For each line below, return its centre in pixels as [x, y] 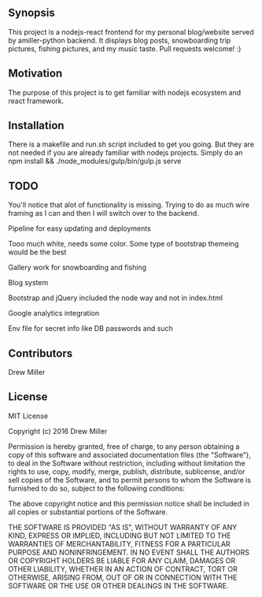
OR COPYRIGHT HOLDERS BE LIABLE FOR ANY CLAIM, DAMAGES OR [122, 560]
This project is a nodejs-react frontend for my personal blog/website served [131, 32]
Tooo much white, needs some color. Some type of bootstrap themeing [124, 244]
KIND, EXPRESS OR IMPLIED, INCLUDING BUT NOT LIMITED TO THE [120, 536]
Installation [36, 126]
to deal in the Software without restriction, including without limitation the [127, 463]
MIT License [28, 416]
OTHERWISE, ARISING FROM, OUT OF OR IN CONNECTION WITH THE [123, 577]
